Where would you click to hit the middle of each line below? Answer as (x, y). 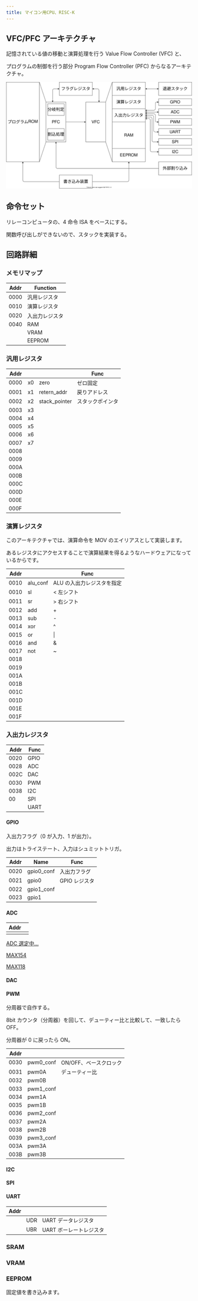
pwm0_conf (42, 1062)
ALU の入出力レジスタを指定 (87, 583)
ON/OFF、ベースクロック (92, 1062)
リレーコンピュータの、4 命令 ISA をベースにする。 (68, 222)
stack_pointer (56, 401)
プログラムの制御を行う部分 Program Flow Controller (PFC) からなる (89, 66)
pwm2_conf (42, 1113)
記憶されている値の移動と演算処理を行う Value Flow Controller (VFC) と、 (95, 54)
